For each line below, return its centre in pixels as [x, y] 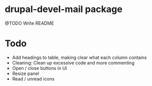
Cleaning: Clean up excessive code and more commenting [73, 63]
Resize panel [25, 73]
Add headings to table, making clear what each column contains [79, 57]
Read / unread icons [33, 78]
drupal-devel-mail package [64, 9]
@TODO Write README [29, 23]
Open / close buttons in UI [39, 68]
